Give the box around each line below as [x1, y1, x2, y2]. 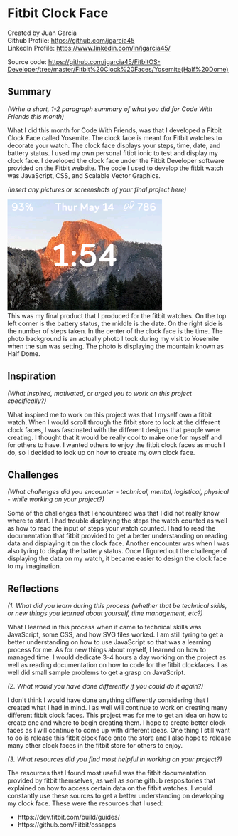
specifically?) [7, 397, 47, 405]
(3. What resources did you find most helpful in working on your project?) [7, 755, 222, 763]
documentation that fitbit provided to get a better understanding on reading [7, 532, 228, 540]
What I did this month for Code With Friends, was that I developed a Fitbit [7, 126, 222, 135]
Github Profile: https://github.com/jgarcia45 [7, 36, 135, 44]
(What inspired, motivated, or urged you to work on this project [7, 389, 193, 397]
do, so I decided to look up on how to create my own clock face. [7, 448, 195, 456]
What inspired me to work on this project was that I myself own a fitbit [7, 410, 212, 419]
